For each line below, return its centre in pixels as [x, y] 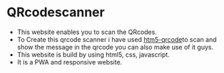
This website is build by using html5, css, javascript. [93, 55]
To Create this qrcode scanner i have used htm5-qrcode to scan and [117, 39]
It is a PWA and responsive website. [70, 62]
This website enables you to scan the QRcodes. [87, 32]
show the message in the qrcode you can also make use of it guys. [115, 47]
